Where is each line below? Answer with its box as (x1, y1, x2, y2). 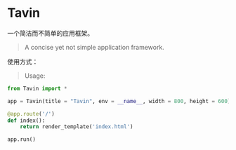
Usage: (24, 71, 46, 80)
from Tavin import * (7, 85, 68, 92)
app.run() (7, 136, 37, 143)
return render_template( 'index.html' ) (20, 123, 133, 130)
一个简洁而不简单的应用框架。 (7, 29, 93, 37)
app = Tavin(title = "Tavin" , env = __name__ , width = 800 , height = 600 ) (7, 97, 231, 104)
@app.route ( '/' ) (7, 110, 55, 117)
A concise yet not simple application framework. (24, 43, 165, 51)
